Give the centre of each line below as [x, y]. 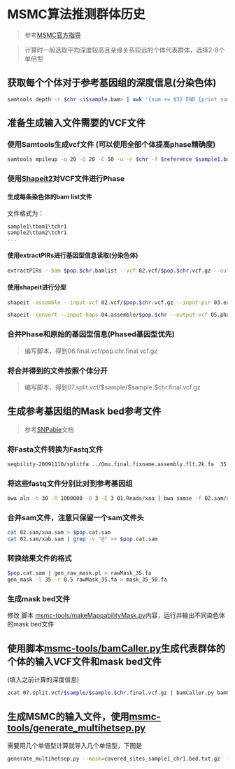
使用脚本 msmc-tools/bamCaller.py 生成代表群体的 [116, 648]
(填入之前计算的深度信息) [43, 680]
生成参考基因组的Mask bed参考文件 [84, 411]
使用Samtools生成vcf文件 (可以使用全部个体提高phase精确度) [112, 144]
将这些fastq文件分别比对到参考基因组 [70, 483]
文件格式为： [26, 213]
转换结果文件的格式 [40, 559]
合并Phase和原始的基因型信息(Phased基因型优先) [91, 334]
